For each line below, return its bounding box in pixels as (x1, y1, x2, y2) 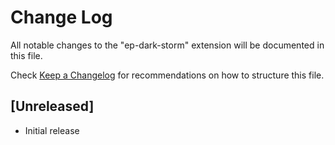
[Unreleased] (10, 98, 95, 115)
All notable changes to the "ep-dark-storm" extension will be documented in (10, 39, 325, 51)
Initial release (24, 124, 80, 136)
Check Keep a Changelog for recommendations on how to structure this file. (10, 69, 325, 81)
